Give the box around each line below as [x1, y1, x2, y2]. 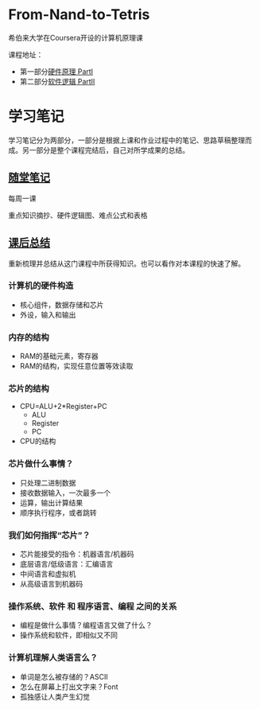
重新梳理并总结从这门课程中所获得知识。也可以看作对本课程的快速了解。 [8, 259, 245, 268]
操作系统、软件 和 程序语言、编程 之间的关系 [8, 601, 177, 612]
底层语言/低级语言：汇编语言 [19, 559, 114, 568]
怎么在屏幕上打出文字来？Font [19, 682, 118, 691]
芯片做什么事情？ [8, 458, 74, 469]
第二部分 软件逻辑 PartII [19, 76, 95, 86]
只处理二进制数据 [19, 477, 76, 487]
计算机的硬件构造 [8, 280, 74, 291]
